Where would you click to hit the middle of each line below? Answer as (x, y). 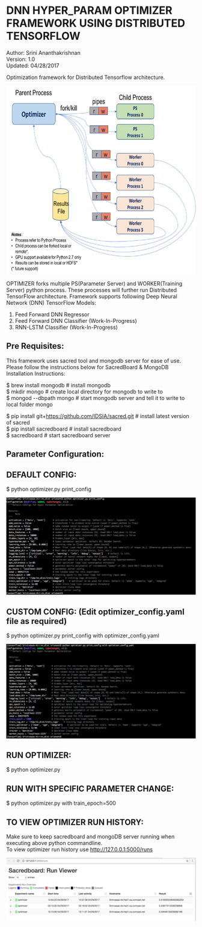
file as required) (37, 621)
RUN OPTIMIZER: (39, 756)
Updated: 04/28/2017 (33, 65)
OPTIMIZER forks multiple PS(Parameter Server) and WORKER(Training (94, 283)
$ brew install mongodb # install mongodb (59, 385)
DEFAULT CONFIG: (41, 474)
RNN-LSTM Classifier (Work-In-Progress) (66, 327)
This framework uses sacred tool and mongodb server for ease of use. (94, 360)
